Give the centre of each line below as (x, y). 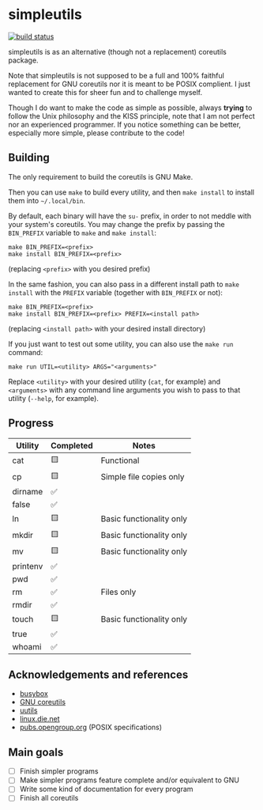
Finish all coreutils (49, 798)
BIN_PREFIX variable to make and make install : (82, 233)
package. (23, 60)
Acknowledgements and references (98, 674)
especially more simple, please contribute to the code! (97, 133)
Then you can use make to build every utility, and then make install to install (131, 192)
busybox (34, 694)
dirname (28, 491)
